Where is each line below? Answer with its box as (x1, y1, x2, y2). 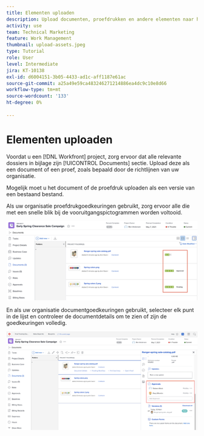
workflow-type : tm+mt (6, 87, 61, 93)
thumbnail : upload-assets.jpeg (6, 42, 86, 48)
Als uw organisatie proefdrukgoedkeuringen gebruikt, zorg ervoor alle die (6, 202, 190, 209)
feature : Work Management (6, 35, 72, 42)
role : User (6, 55, 34, 61)
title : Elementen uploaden (6, 10, 75, 16)
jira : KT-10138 (6, 67, 45, 73)
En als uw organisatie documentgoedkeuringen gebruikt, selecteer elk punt (6, 307, 194, 314)
